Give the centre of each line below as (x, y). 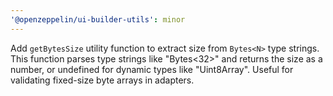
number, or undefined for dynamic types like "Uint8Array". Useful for (152, 69)
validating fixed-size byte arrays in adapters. (102, 80)
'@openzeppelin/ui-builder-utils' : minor (98, 19)
